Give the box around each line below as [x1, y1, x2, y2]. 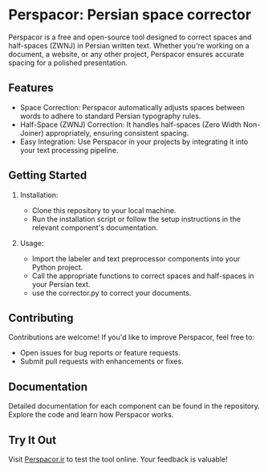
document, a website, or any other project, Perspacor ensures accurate [8, 49, 245, 59]
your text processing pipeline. [19, 145, 119, 154]
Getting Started [8, 169, 87, 183]
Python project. [31, 262, 83, 272]
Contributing [8, 311, 74, 325]
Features [8, 81, 54, 95]
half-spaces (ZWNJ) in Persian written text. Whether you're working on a [8, 40, 250, 50]
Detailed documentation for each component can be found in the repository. [8, 401, 261, 411]
